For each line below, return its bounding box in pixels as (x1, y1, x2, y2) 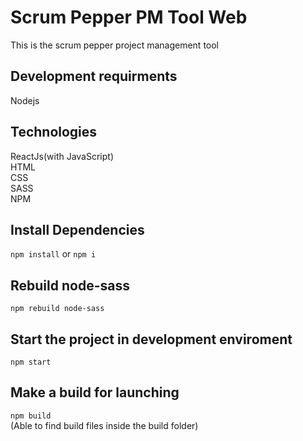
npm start (10, 357, 52, 367)
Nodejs (10, 94, 40, 106)
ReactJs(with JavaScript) (10, 150, 115, 162)
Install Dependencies (10, 221, 145, 238)
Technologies (10, 124, 98, 141)
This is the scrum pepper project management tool (10, 39, 220, 51)
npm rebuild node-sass (10, 304, 105, 314)
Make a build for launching (10, 384, 180, 401)
